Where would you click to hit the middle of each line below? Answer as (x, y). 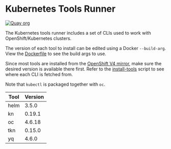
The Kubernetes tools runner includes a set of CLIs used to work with (78, 33)
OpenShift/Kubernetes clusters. (38, 38)
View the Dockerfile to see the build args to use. (56, 54)
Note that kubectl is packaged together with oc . (55, 84)
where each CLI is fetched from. (39, 74)
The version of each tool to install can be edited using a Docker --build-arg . (86, 48)
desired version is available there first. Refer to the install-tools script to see (85, 69)
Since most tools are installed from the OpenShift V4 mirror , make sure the (83, 63)
